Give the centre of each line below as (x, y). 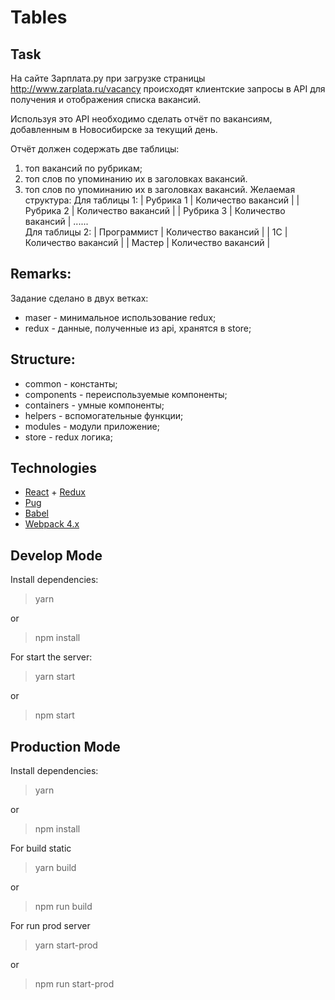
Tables (39, 17)
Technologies (54, 468)
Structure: (43, 359)
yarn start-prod (66, 945)
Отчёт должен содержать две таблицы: (95, 149)
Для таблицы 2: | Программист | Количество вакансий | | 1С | (156, 232)
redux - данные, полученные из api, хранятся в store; (138, 328)
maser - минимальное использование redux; (120, 317)
